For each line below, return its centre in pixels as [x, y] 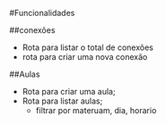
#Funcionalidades [42, 13]
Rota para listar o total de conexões [88, 47]
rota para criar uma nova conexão [85, 57]
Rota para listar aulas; [62, 101]
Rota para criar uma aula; [69, 91]
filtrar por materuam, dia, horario [96, 110]
